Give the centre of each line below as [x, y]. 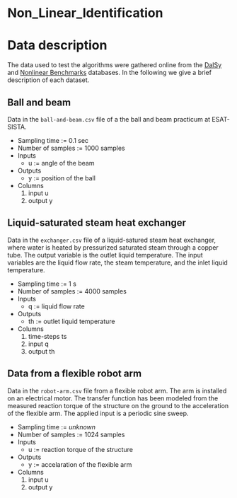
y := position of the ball [62, 178]
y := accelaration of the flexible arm [80, 464]
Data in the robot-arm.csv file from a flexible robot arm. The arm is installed [117, 390]
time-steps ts [47, 336]
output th [41, 351]
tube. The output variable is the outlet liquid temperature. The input [105, 255]
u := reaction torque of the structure [80, 449]
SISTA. [17, 127]
